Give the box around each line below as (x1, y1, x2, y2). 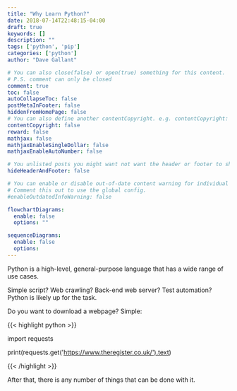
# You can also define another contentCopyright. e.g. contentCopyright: (7, 115, 229, 122)
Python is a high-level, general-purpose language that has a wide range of (7, 264, 224, 273)
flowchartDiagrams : (7, 206, 65, 213)
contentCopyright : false (7, 122, 80, 129)
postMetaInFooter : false (7, 102, 80, 110)
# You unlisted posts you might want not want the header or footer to (7, 161, 222, 168)
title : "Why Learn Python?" (7, 10, 90, 18)
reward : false (7, 128, 49, 135)
